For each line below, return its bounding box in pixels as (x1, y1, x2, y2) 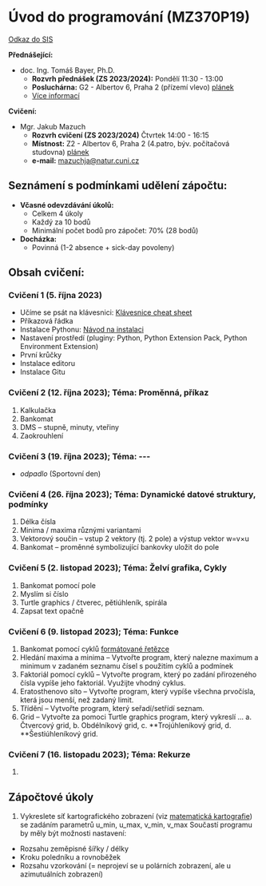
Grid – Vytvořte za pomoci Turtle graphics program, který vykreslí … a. (19, 712, 252, 721)
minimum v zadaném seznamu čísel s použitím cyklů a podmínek (19, 661, 234, 670)
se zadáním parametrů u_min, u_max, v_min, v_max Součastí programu (19, 820, 253, 830)
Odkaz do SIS (8, 34, 54, 44)
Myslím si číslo (19, 589, 69, 598)
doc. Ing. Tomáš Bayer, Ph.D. (19, 65, 115, 75)
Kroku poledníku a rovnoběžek (19, 852, 121, 862)
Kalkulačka (19, 405, 57, 415)
